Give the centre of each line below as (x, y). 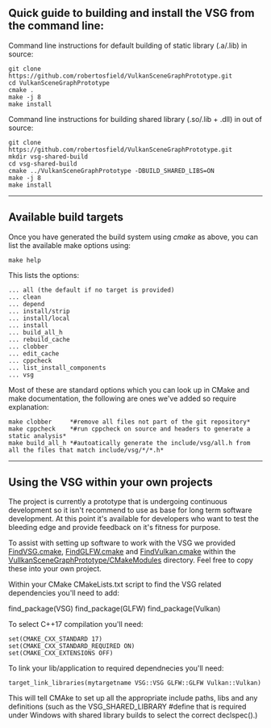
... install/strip (39, 311)
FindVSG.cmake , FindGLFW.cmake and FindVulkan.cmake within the (122, 552)
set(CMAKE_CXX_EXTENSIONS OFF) (61, 654)
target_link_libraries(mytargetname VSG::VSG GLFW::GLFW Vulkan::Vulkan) (135, 683)
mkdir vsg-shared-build (48, 157)
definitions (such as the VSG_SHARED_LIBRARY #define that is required (127, 707)
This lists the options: (44, 275)
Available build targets (66, 217)
